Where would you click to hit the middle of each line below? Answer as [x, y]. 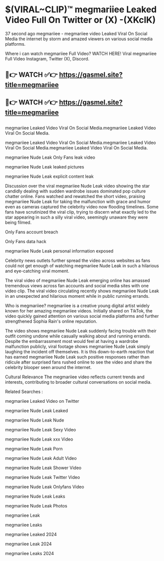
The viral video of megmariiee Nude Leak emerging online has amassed [78, 280]
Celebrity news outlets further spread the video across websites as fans [78, 261]
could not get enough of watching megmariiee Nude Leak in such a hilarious [82, 266]
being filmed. [18, 223]
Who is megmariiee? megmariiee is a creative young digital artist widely [77, 306]
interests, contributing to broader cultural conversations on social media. [78, 382]
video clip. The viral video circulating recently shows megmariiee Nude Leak [82, 291]
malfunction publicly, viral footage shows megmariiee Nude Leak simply [78, 347]
